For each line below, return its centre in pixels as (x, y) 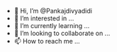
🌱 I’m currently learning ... (52, 26)
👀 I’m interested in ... (44, 18)
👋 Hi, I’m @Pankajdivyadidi (53, 11)
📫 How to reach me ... (47, 41)
